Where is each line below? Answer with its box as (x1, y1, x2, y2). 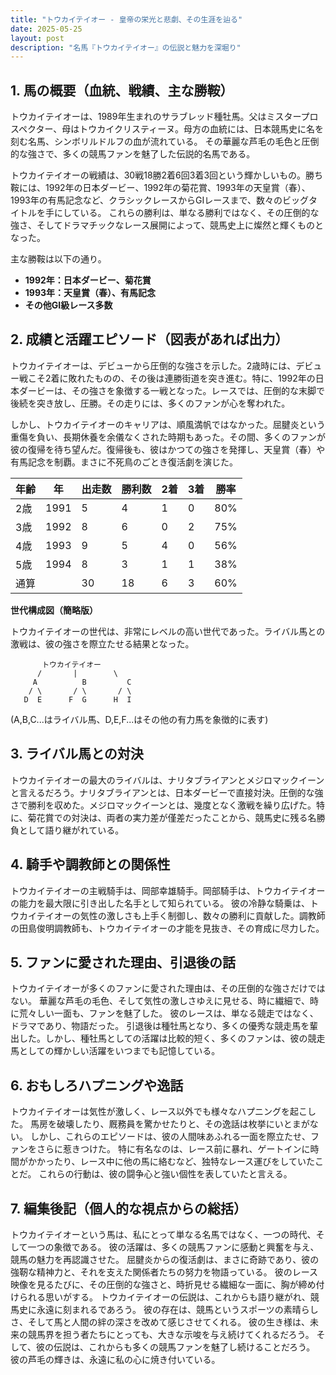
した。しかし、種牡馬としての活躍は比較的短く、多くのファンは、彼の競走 (18, 1032, 326, 1045)
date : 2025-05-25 (10, 24, 83, 34)
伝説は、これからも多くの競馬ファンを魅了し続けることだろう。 (53, 1341, 316, 1353)
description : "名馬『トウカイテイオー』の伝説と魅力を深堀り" (10, 42, 242, 53)
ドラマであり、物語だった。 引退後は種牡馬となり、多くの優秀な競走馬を (10, 1020, 310, 1032)
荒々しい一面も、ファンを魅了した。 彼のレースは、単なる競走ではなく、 (18, 1007, 319, 1020)
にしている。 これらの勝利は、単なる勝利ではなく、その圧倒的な (53, 207, 320, 219)
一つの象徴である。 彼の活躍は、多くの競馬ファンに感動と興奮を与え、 (27, 1241, 320, 1253)
